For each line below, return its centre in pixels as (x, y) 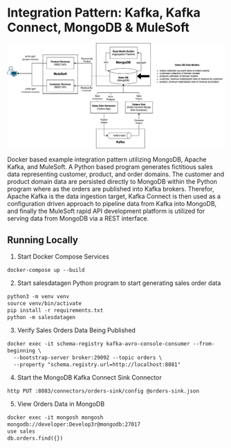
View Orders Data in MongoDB (61, 404)
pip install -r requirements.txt (55, 311)
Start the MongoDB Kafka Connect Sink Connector (90, 378)
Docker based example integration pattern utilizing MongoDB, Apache (107, 159)
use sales (21, 431)
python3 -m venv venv (38, 297)
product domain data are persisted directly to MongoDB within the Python (112, 181)
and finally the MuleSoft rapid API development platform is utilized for (106, 211)
